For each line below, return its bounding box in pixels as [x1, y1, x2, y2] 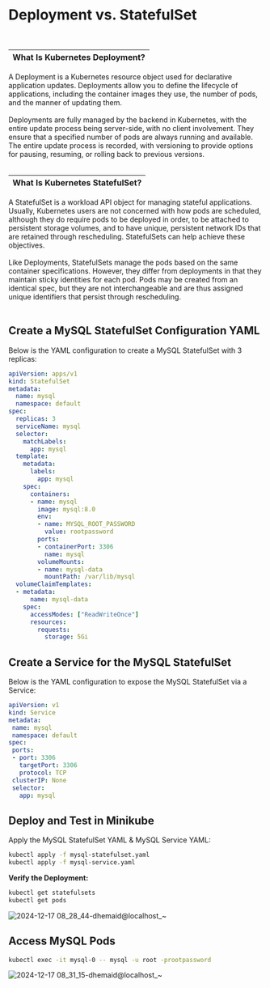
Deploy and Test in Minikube [8, 813, 155, 827]
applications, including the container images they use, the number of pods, [8, 89, 259, 99]
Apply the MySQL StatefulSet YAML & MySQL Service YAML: [8, 835, 212, 845]
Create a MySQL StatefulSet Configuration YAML [8, 324, 260, 337]
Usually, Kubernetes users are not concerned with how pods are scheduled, [8, 206, 261, 215]
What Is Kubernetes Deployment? [12, 51, 146, 62]
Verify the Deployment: [8, 873, 89, 883]
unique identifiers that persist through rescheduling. [8, 291, 182, 301]
